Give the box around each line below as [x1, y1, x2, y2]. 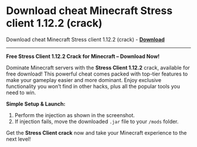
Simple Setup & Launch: [6, 100, 66, 107]
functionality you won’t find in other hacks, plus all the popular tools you [6, 83, 181, 90]
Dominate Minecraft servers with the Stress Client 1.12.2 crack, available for [6, 64, 191, 71]
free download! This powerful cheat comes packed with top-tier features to [6, 70, 188, 77]
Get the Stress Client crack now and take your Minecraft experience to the [6, 129, 187, 136]
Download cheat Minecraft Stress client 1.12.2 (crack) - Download [6, 36, 165, 43]
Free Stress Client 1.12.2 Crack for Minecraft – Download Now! [6, 53, 160, 60]
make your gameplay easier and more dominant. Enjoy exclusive [6, 76, 162, 83]
